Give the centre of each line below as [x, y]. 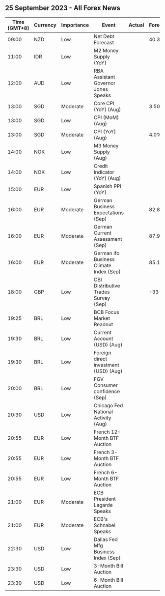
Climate [102, 265]
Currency [45, 25]
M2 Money [106, 50]
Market [102, 318]
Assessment [108, 239]
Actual [136, 25]
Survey [102, 298]
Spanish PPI [108, 186]
